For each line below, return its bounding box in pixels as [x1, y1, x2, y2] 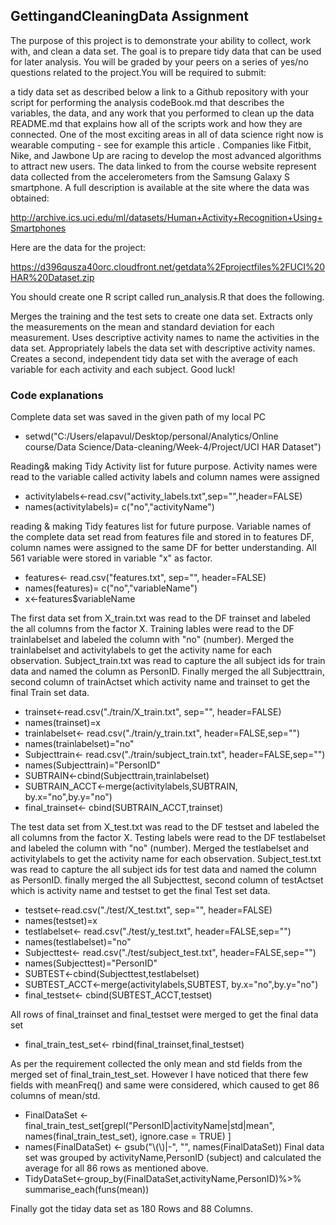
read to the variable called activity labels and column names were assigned [10, 471, 320, 483]
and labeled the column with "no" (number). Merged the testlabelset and [10, 842, 310, 854]
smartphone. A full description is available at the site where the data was [10, 181, 310, 193]
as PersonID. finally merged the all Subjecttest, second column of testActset [10, 874, 324, 886]
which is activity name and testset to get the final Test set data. [10, 885, 271, 897]
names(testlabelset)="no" [24, 936, 132, 948]
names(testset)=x [24, 915, 98, 927]
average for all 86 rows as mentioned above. [24, 1162, 209, 1174]
